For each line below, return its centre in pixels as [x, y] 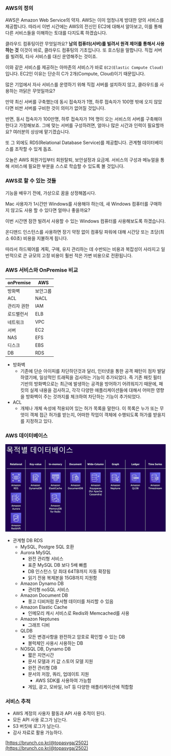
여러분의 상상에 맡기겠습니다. [41, 132]
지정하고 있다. [39, 421]
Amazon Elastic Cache [44, 607]
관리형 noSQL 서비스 [49, 589]
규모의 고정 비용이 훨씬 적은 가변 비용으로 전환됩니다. [81, 255]
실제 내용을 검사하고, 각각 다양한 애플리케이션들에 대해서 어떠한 [92, 390]
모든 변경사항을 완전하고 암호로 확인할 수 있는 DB [76, 637]
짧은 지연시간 [41, 655]
